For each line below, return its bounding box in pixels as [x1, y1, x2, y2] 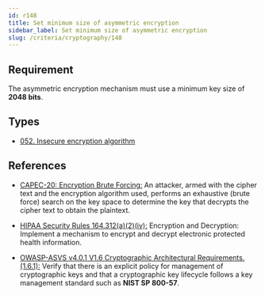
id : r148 [8, 11, 37, 20]
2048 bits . [8, 93, 44, 102]
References [8, 159, 67, 172]
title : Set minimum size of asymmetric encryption [8, 19, 179, 27]
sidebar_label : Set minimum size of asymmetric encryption [8, 26, 208, 34]
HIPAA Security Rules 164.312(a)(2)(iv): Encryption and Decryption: [19, 221, 240, 230]
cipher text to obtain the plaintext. [19, 205, 131, 214]
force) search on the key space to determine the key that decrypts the [19, 197, 249, 206]
